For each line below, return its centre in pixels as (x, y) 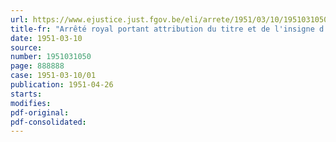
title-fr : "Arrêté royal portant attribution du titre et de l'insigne (162, 29)
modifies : (31, 103)
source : (26, 47)
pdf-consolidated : (48, 122)
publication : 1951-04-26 (62, 85)
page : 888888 (37, 66)
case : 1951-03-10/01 (53, 76)
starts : (26, 94)
